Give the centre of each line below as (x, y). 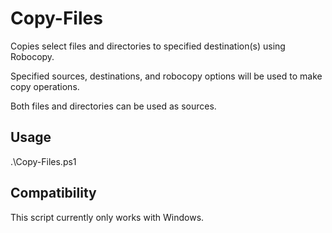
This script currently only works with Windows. (107, 217)
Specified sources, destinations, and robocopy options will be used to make (166, 76)
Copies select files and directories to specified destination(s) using (148, 46)
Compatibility (53, 193)
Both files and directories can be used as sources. (113, 106)
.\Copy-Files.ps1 (43, 161)
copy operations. (45, 86)
